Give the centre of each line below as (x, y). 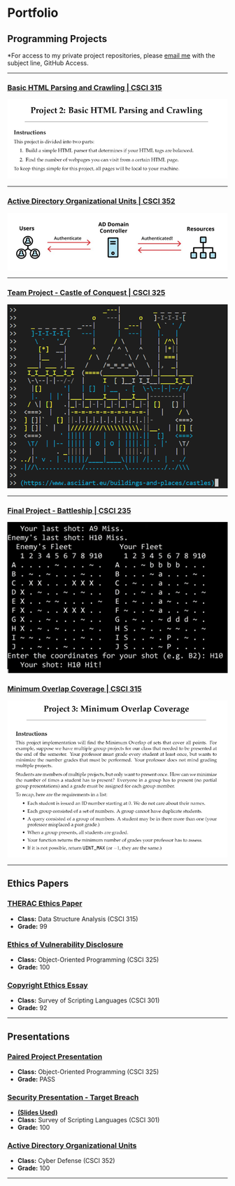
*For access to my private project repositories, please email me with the (111, 55)
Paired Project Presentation (55, 1056)
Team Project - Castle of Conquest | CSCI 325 (86, 293)
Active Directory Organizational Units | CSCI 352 (91, 201)
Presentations (38, 1036)
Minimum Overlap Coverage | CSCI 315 (74, 689)
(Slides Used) (37, 1112)
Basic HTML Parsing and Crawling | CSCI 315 (85, 88)
